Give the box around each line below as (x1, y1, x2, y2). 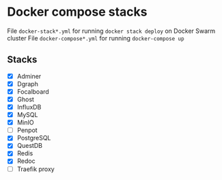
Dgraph (16, 79, 39, 88)
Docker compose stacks (7, 4, 148, 20)
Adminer (16, 72, 42, 80)
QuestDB (16, 142, 43, 150)
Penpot (16, 126, 38, 134)
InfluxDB (16, 103, 42, 111)
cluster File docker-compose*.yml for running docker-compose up (7, 34, 184, 42)
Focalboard (16, 87, 49, 96)
